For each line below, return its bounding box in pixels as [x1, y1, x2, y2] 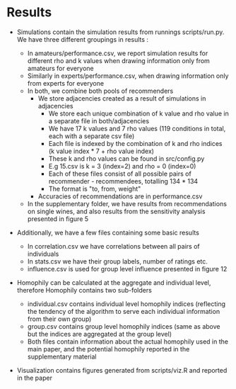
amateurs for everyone [27, 64, 94, 72]
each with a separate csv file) [48, 132, 135, 140]
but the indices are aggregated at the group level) [27, 329, 172, 338]
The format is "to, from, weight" [48, 184, 141, 193]
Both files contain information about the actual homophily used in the [27, 337, 229, 346]
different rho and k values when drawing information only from [27, 56, 210, 64]
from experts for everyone [27, 79, 104, 87]
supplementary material [27, 352, 97, 361]
